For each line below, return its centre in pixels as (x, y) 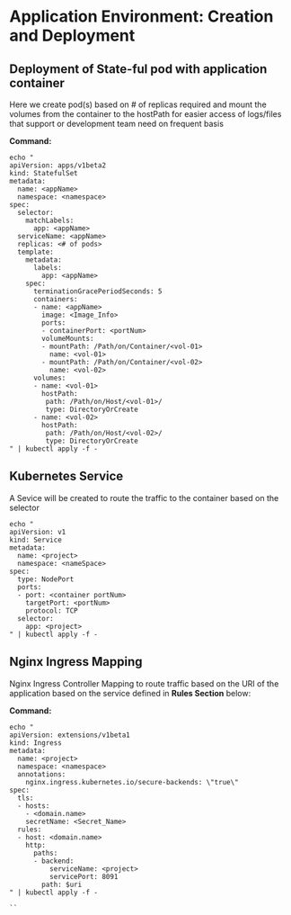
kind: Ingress (36, 743)
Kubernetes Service (66, 476)
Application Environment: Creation (141, 17)
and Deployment (72, 36)
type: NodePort (46, 579)
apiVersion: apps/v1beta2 (57, 166)
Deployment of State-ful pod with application (138, 69)
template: (35, 252)
